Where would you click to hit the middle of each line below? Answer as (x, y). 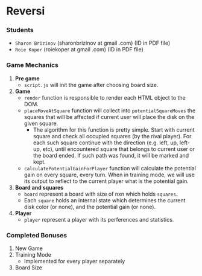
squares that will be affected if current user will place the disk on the (109, 117)
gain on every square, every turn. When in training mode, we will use (109, 175)
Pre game (27, 78)
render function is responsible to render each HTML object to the (105, 97)
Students (20, 30)
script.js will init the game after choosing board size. (91, 85)
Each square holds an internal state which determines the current (105, 200)
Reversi (26, 11)
